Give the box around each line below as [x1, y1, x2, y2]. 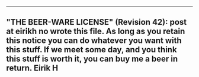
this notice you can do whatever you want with [6, 36, 182, 46]
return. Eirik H [6, 63, 59, 73]
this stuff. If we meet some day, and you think [6, 45, 177, 55]
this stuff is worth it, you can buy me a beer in [6, 54, 178, 64]
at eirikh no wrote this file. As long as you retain [6, 26, 185, 36]
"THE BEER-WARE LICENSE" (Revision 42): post [6, 17, 187, 27]
